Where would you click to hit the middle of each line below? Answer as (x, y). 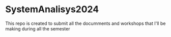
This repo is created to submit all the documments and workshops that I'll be (85, 23)
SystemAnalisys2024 (52, 9)
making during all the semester (38, 28)
